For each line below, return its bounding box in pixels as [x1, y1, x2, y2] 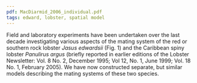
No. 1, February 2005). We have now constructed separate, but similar [6, 63, 183, 70]
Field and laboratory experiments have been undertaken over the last [6, 31, 180, 38]
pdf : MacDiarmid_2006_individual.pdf [6, 8, 102, 15]
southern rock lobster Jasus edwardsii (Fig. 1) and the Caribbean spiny [6, 44, 185, 51]
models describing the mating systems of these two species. [6, 70, 159, 77]
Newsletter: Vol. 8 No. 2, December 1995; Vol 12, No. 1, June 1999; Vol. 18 [6, 57, 191, 64]
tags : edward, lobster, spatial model [6, 15, 105, 21]
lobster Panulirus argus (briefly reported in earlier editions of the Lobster [6, 50, 190, 58]
